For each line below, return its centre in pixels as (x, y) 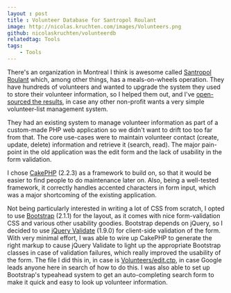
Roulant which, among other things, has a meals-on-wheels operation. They (116, 79)
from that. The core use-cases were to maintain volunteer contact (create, (113, 137)
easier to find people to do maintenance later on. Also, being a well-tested (113, 180)
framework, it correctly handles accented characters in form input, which (112, 187)
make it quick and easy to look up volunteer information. (87, 282)
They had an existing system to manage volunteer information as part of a (113, 122)
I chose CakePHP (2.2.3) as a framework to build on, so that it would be (109, 173)
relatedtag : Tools (34, 40)
